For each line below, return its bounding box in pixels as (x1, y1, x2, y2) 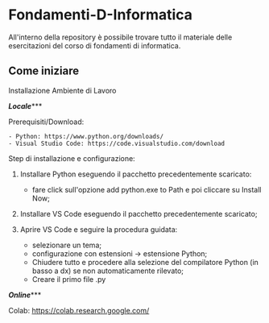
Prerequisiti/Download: (8, 117, 85, 126)
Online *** (8, 290, 42, 300)
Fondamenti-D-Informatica (8, 6, 193, 24)
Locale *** (8, 101, 43, 110)
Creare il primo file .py (31, 274, 106, 284)
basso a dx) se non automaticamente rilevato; (31, 266, 184, 275)
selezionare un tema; (31, 240, 102, 250)
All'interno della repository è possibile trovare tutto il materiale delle (8, 32, 233, 42)
